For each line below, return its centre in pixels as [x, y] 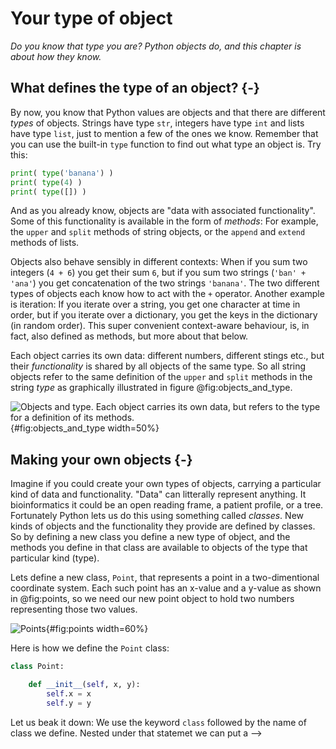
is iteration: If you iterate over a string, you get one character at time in [155, 304]
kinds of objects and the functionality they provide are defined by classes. [163, 526]
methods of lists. [45, 243]
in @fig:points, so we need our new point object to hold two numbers [152, 599]
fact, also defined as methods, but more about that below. [129, 336]
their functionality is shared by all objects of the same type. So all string [158, 366]
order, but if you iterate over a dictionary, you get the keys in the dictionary [164, 315]
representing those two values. [74, 609]
